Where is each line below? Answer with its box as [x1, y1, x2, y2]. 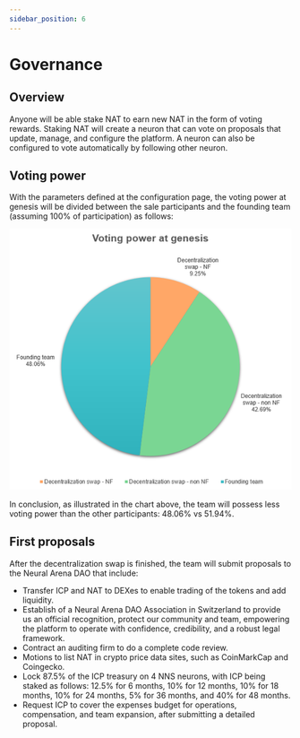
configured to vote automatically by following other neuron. [9, 142, 228, 152]
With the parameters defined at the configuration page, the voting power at [9, 192, 287, 203]
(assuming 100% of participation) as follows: [9, 211, 174, 221]
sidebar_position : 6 [9, 14, 87, 23]
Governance [9, 54, 103, 74]
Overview [9, 90, 65, 105]
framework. [21, 632, 65, 643]
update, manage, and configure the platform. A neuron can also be [9, 133, 255, 143]
